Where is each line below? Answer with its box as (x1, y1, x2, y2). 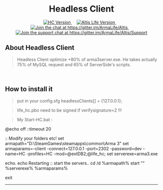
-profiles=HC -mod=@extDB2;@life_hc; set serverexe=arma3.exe (26, 151, 158, 157)
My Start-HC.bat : (16, 117, 52, 122)
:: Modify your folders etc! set (5, 135, 65, 141)
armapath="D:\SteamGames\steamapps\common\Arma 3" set (5, 140, 129, 146)
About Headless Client (5, 44, 75, 52)
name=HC (5, 151, 26, 157)
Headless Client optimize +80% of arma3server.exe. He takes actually (16, 57, 158, 62)
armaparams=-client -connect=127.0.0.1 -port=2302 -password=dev (5, 146, 142, 151)
